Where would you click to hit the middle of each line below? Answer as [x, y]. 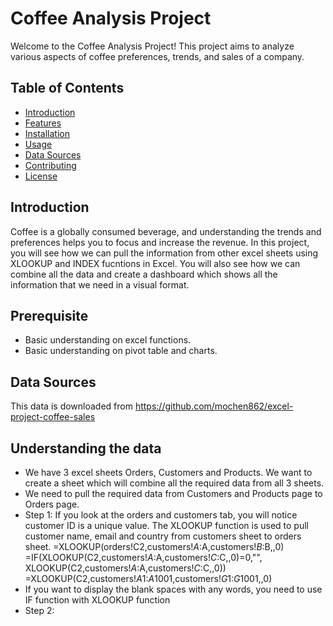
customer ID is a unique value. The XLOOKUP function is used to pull [166, 525]
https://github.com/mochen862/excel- [214, 406]
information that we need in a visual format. [100, 284]
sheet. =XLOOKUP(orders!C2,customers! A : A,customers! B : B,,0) [154, 546]
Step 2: [39, 610]
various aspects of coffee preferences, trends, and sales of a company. [157, 56]
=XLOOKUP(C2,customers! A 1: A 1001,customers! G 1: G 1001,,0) [148, 578]
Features [43, 123]
